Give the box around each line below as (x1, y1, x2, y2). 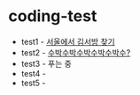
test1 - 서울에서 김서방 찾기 (20, 36, 116, 47)
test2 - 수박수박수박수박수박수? (20, 47, 131, 58)
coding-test (8, 6, 97, 26)
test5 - (20, 77, 46, 88)
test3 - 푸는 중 (20, 58, 72, 69)
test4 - (20, 68, 46, 78)
